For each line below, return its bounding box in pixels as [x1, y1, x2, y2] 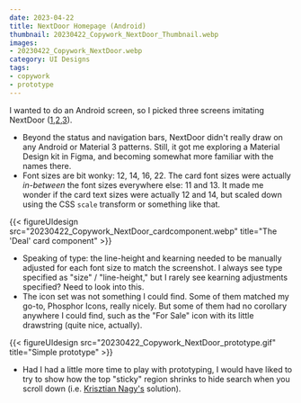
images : [9, 38, 39, 48]
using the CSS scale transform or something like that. [22, 199, 221, 210]
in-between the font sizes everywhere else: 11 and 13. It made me [22, 179, 264, 190]
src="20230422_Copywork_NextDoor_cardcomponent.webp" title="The [9, 226, 278, 237]
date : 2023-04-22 [9, 13, 75, 22]
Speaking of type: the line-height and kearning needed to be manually [22, 253, 282, 264]
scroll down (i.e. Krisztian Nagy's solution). [22, 383, 181, 394]
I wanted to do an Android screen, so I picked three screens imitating [9, 104, 265, 115]
